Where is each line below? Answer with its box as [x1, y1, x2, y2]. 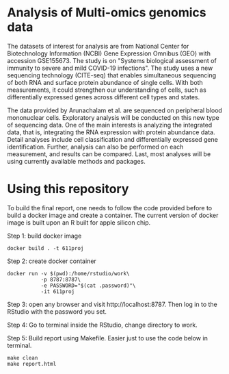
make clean [7, 354, 38, 361]
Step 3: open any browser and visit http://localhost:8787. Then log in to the [7, 300, 217, 308]
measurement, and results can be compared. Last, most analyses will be [7, 149, 211, 158]
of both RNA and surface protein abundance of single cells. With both [7, 78, 203, 86]
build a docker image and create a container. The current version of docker [7, 211, 219, 219]
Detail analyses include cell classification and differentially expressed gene [7, 135, 219, 143]
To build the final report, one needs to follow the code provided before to [7, 203, 213, 212]
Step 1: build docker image [7, 232, 82, 240]
